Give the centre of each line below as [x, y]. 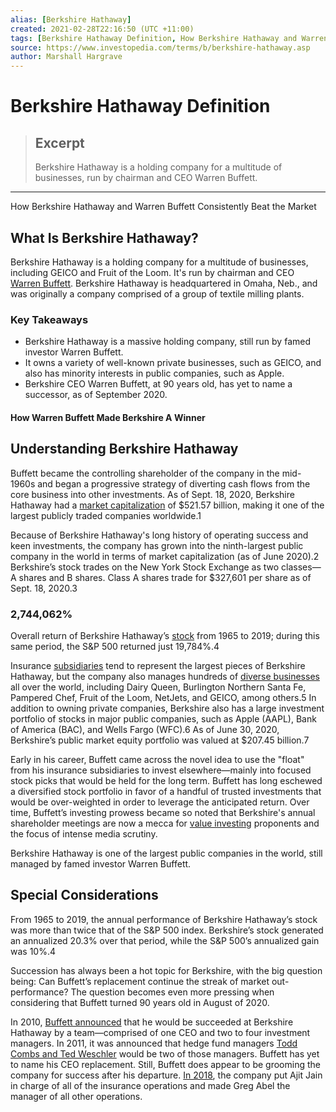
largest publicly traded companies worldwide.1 [106, 515]
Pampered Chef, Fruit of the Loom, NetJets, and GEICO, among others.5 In [163, 697]
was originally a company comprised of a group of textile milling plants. [157, 293]
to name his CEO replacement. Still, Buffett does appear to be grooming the [165, 1064]
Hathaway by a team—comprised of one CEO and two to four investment [160, 1032]
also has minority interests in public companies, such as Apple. [154, 373]
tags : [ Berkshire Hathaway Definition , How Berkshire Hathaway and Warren [169, 38]
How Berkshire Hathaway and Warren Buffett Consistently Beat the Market [163, 207]
